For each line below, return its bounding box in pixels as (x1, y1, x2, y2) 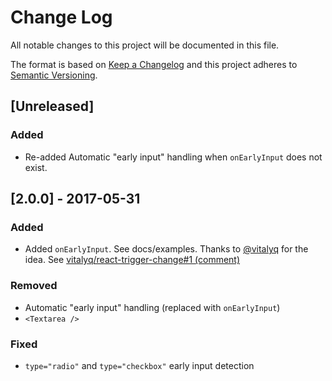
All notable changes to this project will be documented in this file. (10, 39, 280, 51)
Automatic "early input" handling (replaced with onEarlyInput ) (24, 301, 281, 313)
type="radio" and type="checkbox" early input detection (24, 359, 255, 371)
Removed (10, 279, 58, 293)
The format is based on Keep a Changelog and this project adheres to (10, 58, 298, 70)
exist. (24, 161, 48, 173)
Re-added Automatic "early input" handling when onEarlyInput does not (24, 151, 323, 163)
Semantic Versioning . (10, 69, 98, 81)
